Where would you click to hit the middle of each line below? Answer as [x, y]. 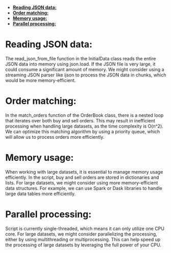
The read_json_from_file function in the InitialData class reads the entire [81, 58]
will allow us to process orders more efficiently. [55, 137]
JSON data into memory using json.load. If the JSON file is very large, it [80, 64]
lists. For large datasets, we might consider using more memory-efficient [82, 183]
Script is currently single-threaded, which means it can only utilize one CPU [85, 228]
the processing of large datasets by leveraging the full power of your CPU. [83, 245]
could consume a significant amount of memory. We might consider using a [85, 69]
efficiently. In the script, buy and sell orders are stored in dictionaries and [82, 177]
